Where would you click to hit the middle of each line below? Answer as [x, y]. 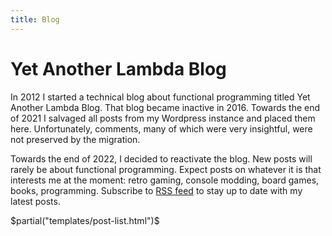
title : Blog [35, 19]
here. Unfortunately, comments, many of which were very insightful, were [161, 128]
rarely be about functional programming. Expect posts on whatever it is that [166, 169]
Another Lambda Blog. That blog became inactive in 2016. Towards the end [165, 107]
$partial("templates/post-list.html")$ [85, 220]
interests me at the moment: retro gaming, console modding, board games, [165, 180]
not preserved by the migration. [75, 139]
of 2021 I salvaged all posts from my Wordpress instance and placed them [163, 118]
